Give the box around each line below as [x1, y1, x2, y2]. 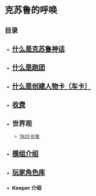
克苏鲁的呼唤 [4, 5, 58, 16]
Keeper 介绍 [11, 184, 42, 191]
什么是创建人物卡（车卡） [11, 82, 91, 90]
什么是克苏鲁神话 [11, 45, 65, 53]
